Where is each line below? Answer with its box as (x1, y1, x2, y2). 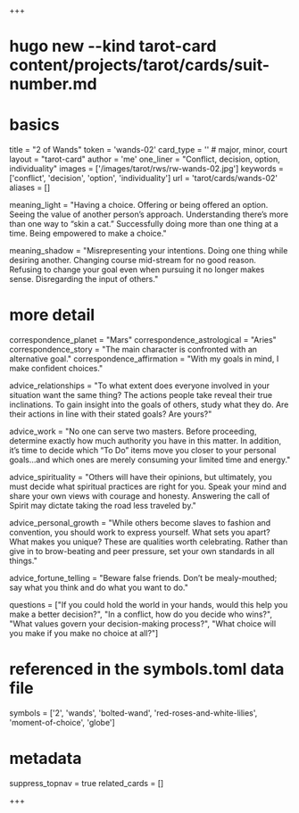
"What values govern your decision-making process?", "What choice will (9, 618, 277, 629)
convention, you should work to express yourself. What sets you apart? (9, 527, 270, 538)
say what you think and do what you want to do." (9, 582, 189, 593)
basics (9, 115, 60, 135)
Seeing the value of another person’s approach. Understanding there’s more (9, 209, 288, 220)
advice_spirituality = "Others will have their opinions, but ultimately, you (9, 472, 272, 483)
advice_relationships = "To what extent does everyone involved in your (9, 380, 270, 391)
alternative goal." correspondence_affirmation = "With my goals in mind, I (9, 353, 279, 364)
